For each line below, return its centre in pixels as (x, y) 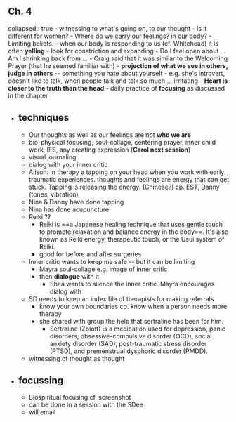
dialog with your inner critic (68, 164)
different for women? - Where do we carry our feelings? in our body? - (110, 36)
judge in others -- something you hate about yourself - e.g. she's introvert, (117, 73)
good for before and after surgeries (90, 254)
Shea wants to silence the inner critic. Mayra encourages (132, 284)
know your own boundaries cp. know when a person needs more (133, 306)
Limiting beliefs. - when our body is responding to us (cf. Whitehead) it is (113, 43)
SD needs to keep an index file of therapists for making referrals (121, 298)
